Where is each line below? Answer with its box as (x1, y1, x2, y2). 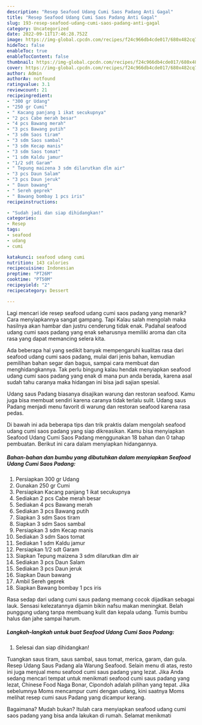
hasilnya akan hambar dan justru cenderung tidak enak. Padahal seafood (7, 322, 187, 329)
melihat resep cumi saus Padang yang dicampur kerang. (7, 694, 146, 701)
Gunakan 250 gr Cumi (15, 482, 70, 489)
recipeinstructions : (7, 199, 59, 205)
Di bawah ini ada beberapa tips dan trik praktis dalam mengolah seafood (7, 421, 186, 428)
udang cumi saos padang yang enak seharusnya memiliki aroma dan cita (7, 328, 186, 335)
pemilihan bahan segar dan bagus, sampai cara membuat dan (7, 359, 159, 367)
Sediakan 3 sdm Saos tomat (15, 533, 85, 540)
